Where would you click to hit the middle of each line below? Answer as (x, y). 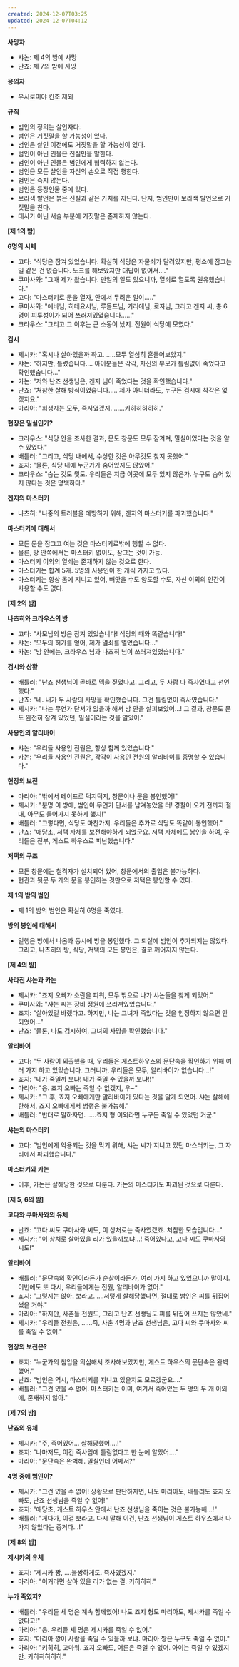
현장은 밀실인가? (30, 423)
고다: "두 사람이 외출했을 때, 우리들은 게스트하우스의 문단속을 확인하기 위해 (121, 1061)
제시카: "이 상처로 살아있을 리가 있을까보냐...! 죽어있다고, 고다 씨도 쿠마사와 (122, 1239)
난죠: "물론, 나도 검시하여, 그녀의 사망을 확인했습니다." (92, 1031)
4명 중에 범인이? (30, 1476)
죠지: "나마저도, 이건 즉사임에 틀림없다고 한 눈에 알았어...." (98, 1452)
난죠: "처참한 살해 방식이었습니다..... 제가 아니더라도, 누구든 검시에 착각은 (119, 390)
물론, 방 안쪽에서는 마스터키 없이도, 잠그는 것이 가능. (90, 552)
